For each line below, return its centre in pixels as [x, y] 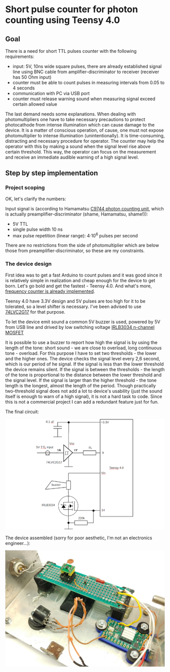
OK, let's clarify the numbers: [36, 199]
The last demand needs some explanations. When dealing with [71, 114]
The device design [29, 264]
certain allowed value [35, 104]
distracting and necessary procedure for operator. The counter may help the [85, 141]
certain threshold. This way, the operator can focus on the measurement [81, 152]
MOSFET [15, 332]
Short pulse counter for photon [72, 9]
